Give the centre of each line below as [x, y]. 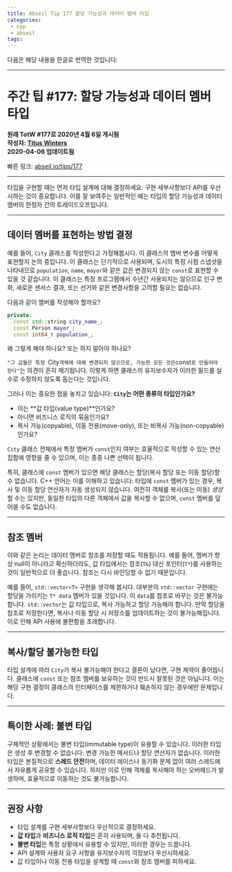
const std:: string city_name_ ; [58, 322]
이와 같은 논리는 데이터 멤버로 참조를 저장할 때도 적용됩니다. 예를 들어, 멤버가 [110, 555]
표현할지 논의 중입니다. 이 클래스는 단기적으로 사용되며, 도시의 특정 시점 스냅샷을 [115, 261]
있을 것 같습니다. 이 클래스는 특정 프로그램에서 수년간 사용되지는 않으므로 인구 [111, 279]
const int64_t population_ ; [54, 335]
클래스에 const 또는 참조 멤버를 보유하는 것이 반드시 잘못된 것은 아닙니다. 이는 [120, 678]
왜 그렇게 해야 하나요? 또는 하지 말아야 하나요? [69, 349]
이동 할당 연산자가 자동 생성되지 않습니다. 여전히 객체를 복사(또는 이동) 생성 [122, 490]
